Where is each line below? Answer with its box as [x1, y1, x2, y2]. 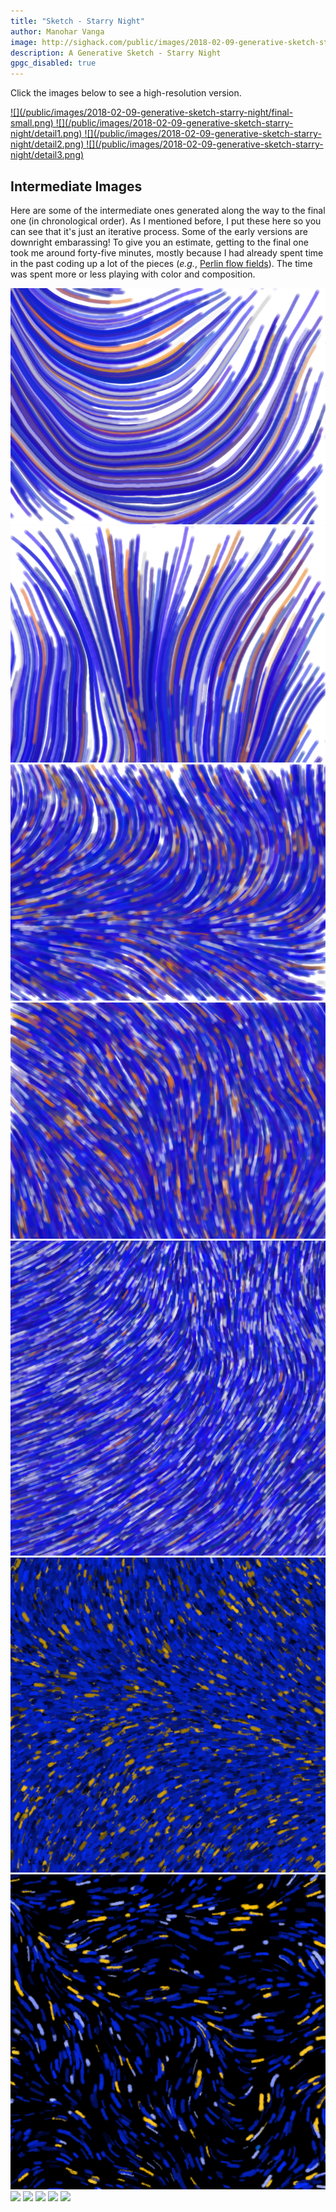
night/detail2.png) [10, 138, 85, 150]
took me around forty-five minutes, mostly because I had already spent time [10, 246, 324, 259]
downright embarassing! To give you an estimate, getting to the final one [10, 236, 309, 248]
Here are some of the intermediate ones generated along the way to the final [10, 204, 326, 216]
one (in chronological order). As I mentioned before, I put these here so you [10, 215, 322, 227]
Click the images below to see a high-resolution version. [10, 87, 242, 99]
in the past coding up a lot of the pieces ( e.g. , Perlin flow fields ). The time [10, 257, 313, 269]
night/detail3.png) [10, 149, 85, 161]
